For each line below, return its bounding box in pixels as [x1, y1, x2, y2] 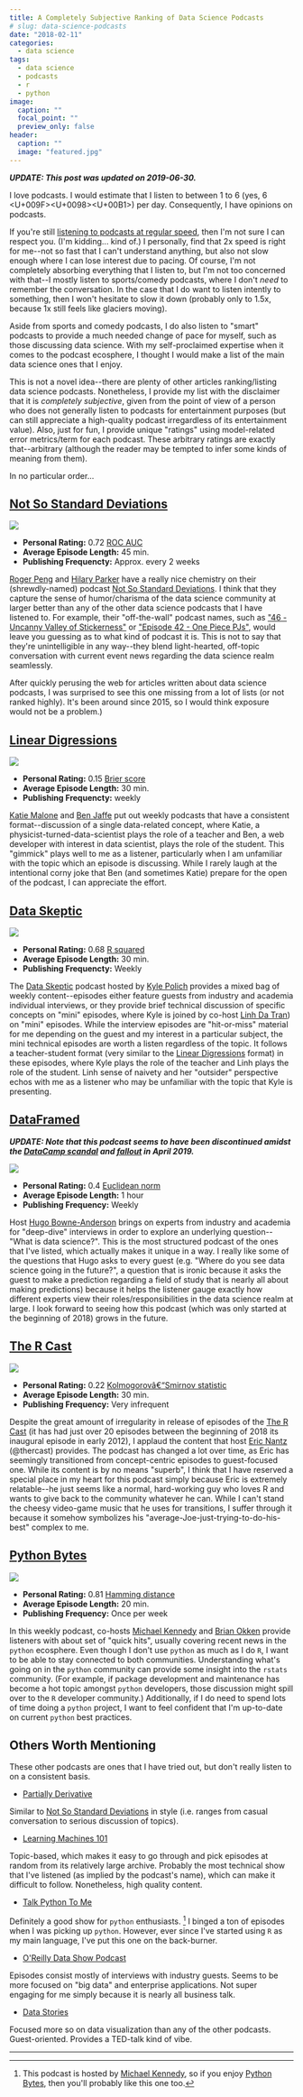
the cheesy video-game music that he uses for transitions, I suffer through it [9, 1503, 293, 1513]
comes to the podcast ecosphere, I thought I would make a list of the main [9, 349, 285, 360]
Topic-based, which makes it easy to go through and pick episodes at [9, 1851, 269, 1862]
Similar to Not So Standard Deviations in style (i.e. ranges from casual [9, 1806, 269, 1817]
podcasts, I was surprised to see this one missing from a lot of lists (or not [9, 687, 285, 698]
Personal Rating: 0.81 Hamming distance [22, 1588, 176, 1599]
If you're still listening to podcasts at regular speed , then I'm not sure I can [9, 226, 286, 237]
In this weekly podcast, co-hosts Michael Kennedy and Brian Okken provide [9, 1625, 291, 1636]
